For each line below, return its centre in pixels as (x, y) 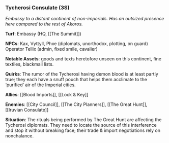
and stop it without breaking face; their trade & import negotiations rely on (83, 130)
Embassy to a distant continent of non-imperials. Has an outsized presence (85, 19)
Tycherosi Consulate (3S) (37, 8)
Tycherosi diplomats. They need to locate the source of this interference (81, 125)
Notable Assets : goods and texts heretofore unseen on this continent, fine (83, 59)
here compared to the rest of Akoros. (44, 24)
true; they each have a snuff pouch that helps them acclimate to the (76, 80)
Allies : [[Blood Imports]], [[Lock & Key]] (47, 95)
